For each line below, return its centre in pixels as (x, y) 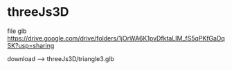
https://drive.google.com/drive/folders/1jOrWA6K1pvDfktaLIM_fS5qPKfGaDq (116, 38)
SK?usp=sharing (31, 45)
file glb (17, 31)
